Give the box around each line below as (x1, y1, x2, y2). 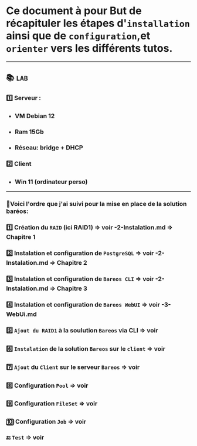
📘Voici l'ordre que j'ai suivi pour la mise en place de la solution (6, 200, 187, 208)
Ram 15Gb (14, 128, 44, 136)
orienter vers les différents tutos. (6, 42, 173, 55)
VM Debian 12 (14, 112, 55, 120)
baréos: (6, 207, 29, 215)
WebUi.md (6, 310, 37, 318)
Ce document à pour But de (6, 4, 142, 18)
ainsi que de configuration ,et (6, 29, 151, 42)
